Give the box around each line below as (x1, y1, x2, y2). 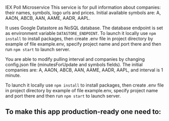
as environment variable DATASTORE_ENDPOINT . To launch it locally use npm (5, 30, 156, 36)
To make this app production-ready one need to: (5, 107, 161, 116)
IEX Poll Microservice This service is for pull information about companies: (5, 5, 161, 10)
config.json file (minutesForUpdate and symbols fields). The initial (5, 62, 143, 67)
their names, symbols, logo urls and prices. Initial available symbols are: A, (5, 10, 161, 16)
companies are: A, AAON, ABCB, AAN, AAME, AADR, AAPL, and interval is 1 (5, 67, 163, 73)
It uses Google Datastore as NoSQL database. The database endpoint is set (5, 25, 163, 31)
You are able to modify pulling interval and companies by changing (5, 56, 145, 62)
